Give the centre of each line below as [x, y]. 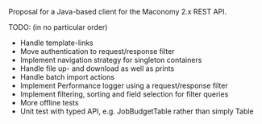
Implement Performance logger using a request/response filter [124, 85]
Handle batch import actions [67, 77]
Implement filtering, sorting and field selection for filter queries [124, 94]
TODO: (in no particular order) [58, 27]
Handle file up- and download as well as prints [97, 68]
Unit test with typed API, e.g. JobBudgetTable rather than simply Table [137, 111]
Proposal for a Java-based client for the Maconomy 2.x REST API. [118, 12]
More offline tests [49, 103]
